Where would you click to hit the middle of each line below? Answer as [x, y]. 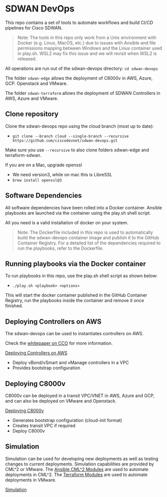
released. [27, 58]
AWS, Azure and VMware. [32, 98]
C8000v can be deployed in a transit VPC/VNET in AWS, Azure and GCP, [80, 396]
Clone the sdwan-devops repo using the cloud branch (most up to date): [80, 126]
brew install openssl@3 [37, 180]
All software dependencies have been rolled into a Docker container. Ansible [84, 207]
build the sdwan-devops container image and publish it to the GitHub [88, 237]
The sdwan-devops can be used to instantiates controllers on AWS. [74, 334]
